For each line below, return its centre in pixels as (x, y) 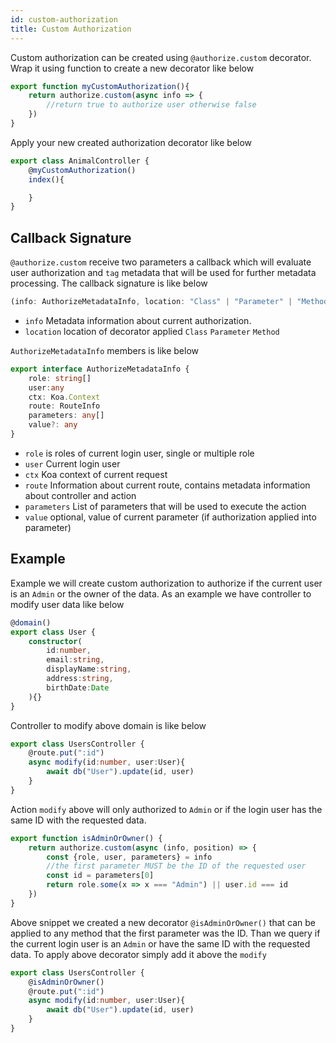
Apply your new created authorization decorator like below (131, 142)
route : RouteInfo (64, 406)
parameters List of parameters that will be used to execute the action (165, 506)
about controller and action (80, 495)
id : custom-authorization (64, 19)
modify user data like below (67, 604)
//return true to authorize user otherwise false (151, 105)
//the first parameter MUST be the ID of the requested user (176, 866)
